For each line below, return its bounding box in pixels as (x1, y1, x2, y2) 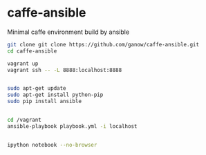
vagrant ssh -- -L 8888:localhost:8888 (7, 66, 122, 73)
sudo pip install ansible (7, 98, 82, 105)
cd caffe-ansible (7, 47, 57, 55)
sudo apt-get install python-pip (7, 91, 104, 98)
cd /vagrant (7, 116, 41, 124)
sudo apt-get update (7, 85, 67, 92)
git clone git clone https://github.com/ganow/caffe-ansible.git (7, 41, 199, 48)
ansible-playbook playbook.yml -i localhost (7, 122, 138, 129)
